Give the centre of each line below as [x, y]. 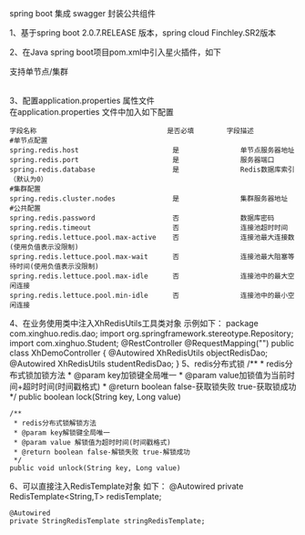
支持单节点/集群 [39, 72]
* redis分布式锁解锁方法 [55, 423]
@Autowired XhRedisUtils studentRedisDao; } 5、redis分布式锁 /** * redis [147, 364]
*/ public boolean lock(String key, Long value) [96, 396]
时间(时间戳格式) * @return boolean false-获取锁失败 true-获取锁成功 [168, 386]
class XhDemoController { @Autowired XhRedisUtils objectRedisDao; [139, 353]
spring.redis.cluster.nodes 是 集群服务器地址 [149, 199]
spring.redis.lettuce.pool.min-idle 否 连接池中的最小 [149, 295]
